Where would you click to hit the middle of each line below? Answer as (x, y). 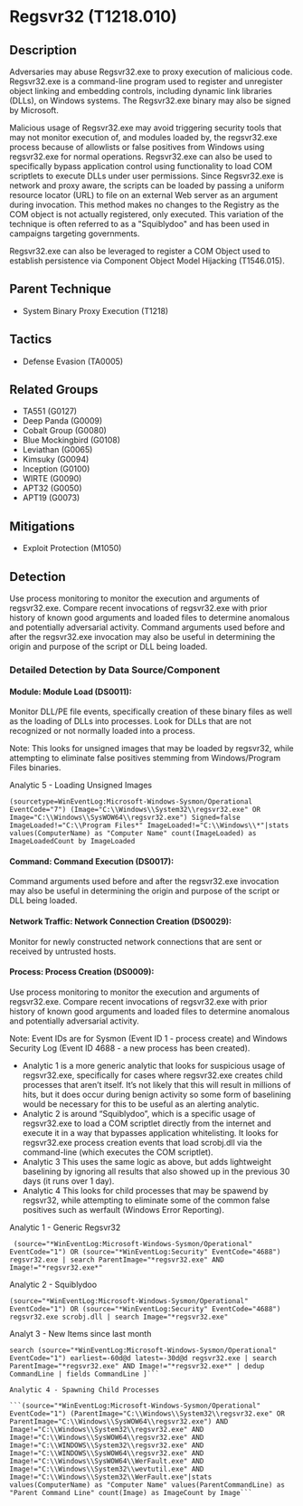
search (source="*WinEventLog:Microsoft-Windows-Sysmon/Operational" (143, 1350)
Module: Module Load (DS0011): (71, 691)
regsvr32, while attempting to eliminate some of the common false (146, 1200)
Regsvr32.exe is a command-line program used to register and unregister (146, 81)
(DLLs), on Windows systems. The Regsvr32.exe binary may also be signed (150, 100)
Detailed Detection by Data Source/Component (115, 670)
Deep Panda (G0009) (62, 421)
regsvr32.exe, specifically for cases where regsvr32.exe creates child (152, 1075)
